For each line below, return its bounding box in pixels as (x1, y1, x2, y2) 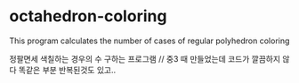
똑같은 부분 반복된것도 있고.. (18, 64, 117, 75)
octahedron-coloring (9, 6, 167, 26)
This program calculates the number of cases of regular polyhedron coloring (9, 35, 290, 46)
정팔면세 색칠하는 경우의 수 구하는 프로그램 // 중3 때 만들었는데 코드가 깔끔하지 (9, 53, 281, 64)
